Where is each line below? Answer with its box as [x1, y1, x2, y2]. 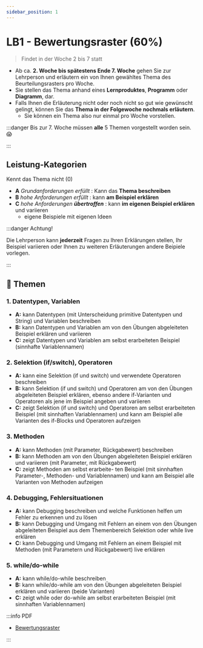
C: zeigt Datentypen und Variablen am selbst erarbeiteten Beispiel [15, 337, 180, 344]
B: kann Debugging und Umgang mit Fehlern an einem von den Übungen [15, 520, 197, 527]
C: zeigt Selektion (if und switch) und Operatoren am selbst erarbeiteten [15, 404, 196, 411]
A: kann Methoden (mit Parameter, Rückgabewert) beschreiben [15, 446, 174, 453]
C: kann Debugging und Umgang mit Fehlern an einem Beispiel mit [15, 539, 182, 547]
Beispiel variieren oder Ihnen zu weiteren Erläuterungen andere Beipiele [6, 243, 185, 251]
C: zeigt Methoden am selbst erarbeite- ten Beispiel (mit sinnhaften [15, 465, 184, 473]
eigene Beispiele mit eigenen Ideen [24, 213, 112, 220]
